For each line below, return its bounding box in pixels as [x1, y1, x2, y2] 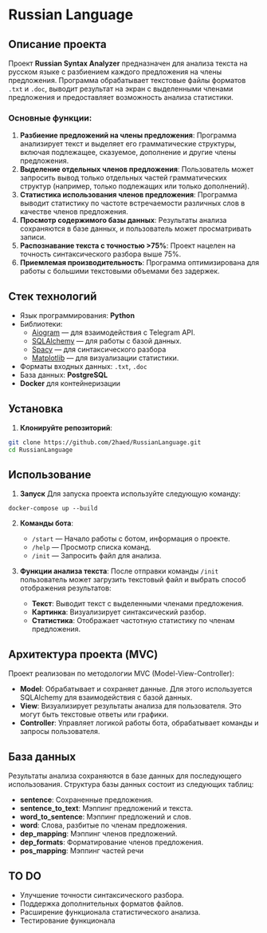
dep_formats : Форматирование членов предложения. [19, 837, 204, 848]
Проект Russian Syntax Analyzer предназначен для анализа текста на [8, 58, 249, 68]
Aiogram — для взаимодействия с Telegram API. [31, 328, 195, 337]
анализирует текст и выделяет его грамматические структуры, [19, 139, 237, 149]
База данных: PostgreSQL [19, 370, 108, 380]
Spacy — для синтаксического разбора [31, 345, 167, 355]
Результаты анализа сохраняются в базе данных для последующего [8, 771, 241, 780]
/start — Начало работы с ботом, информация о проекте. [31, 534, 231, 544]
